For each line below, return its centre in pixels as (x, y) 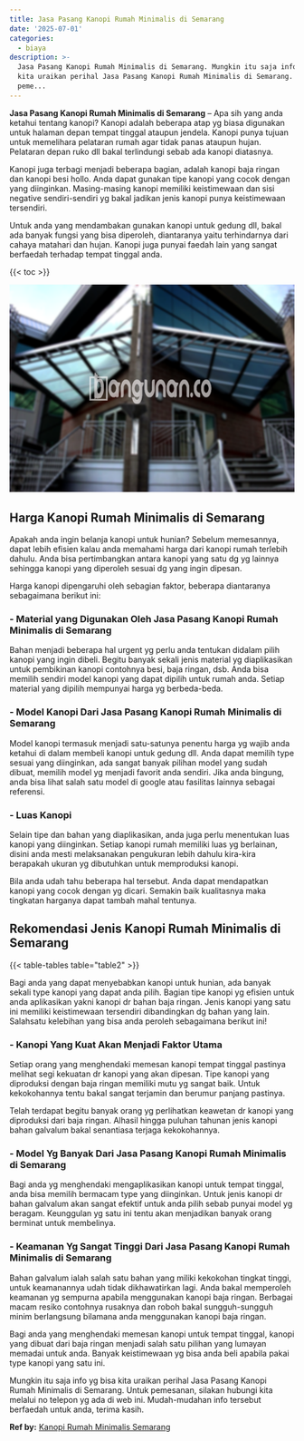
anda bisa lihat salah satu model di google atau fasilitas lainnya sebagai (142, 782)
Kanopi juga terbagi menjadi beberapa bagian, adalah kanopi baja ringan (145, 169)
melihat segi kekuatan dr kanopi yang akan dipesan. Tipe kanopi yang (139, 1074)
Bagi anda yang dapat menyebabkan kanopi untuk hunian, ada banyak (140, 982)
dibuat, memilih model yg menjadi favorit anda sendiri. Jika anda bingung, (147, 772)
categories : (32, 38)
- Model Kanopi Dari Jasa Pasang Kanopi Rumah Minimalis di (146, 712)
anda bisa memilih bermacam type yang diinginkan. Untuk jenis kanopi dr (146, 1194)
